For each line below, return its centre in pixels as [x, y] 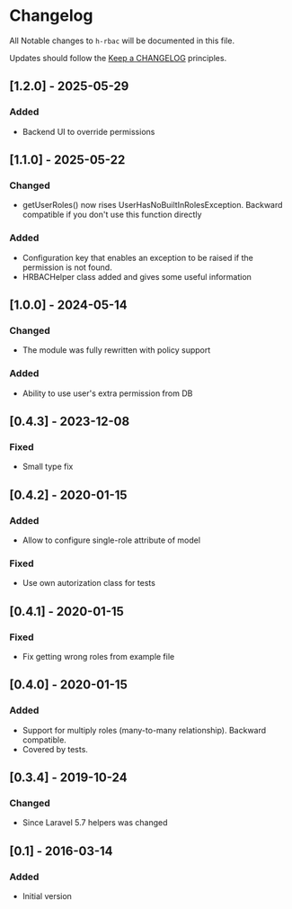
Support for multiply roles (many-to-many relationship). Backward [144, 730]
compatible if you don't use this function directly [112, 215]
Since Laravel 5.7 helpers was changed [95, 823]
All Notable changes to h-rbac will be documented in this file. [122, 40]
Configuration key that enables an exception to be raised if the [137, 257]
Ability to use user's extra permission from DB [107, 393]
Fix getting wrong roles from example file [98, 656]
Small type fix [48, 467]
